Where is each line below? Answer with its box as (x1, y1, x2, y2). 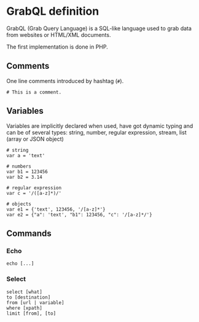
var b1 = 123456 (6, 168, 48, 175)
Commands (6, 228, 52, 238)
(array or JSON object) (6, 135, 64, 143)
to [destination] (6, 294, 51, 300)
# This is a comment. (6, 89, 62, 95)
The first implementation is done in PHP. (6, 43, 109, 50)
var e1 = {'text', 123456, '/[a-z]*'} (6, 206, 106, 213)
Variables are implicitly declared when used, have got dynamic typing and (6, 122, 193, 130)
